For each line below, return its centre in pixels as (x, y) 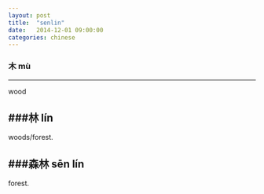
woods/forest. (31, 137)
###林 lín (31, 117)
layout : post (29, 15)
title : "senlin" (37, 23)
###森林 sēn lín (46, 164)
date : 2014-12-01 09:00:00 (56, 30)
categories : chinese (42, 37)
